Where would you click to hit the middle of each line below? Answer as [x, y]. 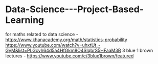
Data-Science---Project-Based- [75, 9]
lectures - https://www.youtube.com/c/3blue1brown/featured [70, 56]
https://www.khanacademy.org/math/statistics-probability [66, 40]
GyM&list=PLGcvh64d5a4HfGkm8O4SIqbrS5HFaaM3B [63, 50]
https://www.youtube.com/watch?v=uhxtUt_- [53, 45]
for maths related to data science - [42, 34]
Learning [25, 20]
